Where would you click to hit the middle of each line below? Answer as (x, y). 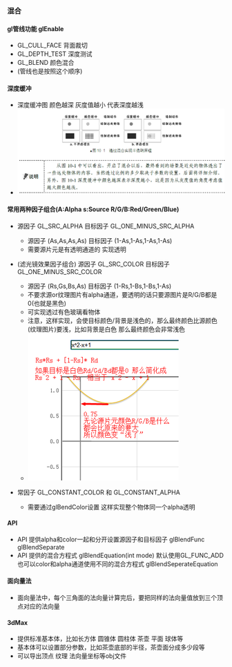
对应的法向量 (41, 606)
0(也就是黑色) (47, 303)
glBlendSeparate (41, 547)
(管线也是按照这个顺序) (50, 71)
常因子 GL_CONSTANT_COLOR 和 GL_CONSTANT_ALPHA (99, 492)
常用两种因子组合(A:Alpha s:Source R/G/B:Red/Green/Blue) (93, 209)
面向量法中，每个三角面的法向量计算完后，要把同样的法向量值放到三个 (117, 597)
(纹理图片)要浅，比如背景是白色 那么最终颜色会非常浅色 (106, 329)
